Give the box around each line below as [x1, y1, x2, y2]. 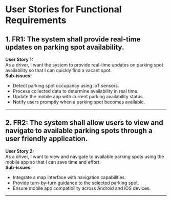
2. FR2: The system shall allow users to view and [5, 119, 163, 127]
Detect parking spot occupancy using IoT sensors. [12, 83, 119, 88]
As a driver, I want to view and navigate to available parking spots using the [5, 153, 164, 160]
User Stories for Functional [5, 4, 122, 15]
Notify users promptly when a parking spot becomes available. [12, 99, 145, 105]
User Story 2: [5, 148, 34, 154]
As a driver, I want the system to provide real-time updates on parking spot [5, 62, 163, 68]
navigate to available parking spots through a [5, 126, 153, 135]
